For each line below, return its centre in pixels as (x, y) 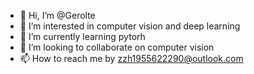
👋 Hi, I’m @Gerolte (57, 15)
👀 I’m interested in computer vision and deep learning (130, 26)
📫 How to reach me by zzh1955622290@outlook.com (131, 58)
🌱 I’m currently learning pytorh (82, 36)
